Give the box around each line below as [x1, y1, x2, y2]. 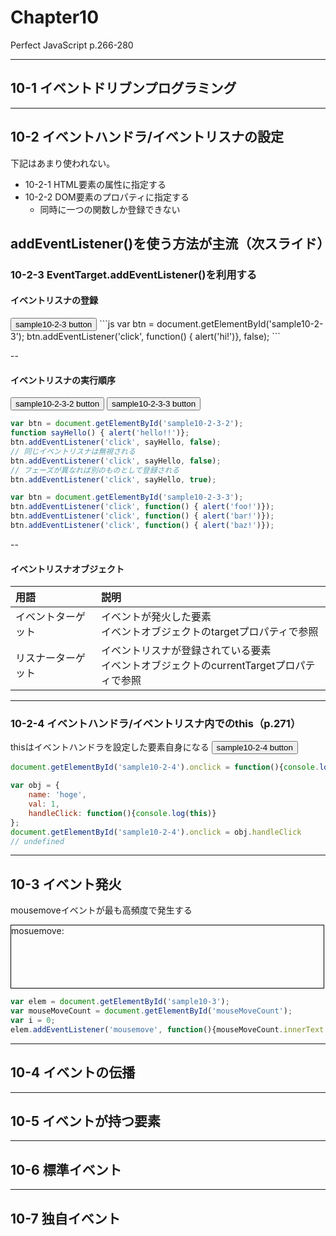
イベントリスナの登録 [10, 294, 98, 306]
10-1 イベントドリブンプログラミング [10, 80, 237, 97]
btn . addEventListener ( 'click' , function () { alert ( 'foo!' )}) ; [10, 502, 275, 512]
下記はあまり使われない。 [10, 157, 116, 169]
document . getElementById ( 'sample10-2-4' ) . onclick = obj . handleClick [10, 827, 302, 837]
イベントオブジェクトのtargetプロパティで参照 [101, 625, 319, 639]
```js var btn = [99, 318, 155, 330]
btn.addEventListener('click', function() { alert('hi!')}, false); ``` [26, 331, 281, 343]
